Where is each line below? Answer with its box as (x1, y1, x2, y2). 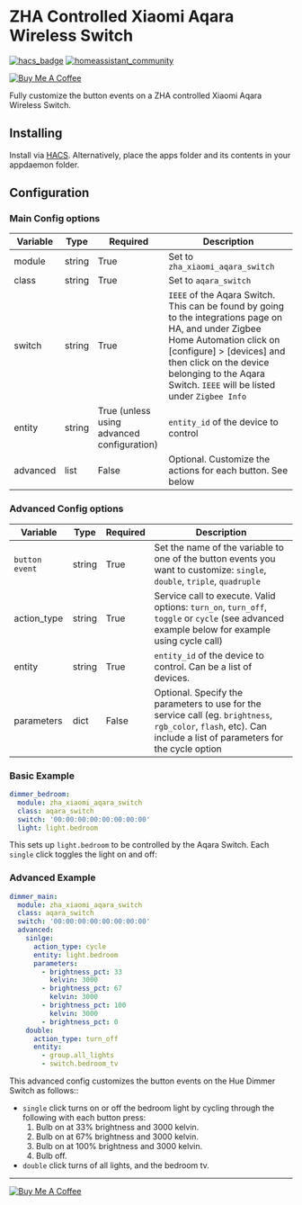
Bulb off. (35, 1150, 67, 1162)
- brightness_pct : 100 (41, 1001, 127, 1010)
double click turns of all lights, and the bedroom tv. (22, 1160, 209, 1171)
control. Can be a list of (154, 660, 253, 672)
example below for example (154, 623, 271, 635)
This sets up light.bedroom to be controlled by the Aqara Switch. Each (9, 840, 270, 850)
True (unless (97, 405, 151, 418)
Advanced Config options (9, 502, 124, 515)
